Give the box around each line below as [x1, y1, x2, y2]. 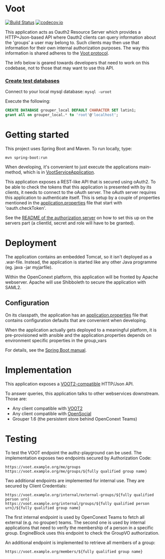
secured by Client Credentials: [5, 483, 67, 489]
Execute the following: [5, 98, 51, 104]
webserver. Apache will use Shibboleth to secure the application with [5, 279, 146, 285]
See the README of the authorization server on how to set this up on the [5, 214, 154, 221]
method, [5, 169, 22, 175]
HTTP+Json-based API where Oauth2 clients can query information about [5, 34, 156, 40]
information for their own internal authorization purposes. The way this [5, 45, 150, 51]
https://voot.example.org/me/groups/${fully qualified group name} [5, 469, 148, 474]
